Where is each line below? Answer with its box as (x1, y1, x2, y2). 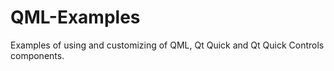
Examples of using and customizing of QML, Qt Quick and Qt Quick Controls (10, 39, 325, 51)
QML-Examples (10, 6, 141, 29)
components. (10, 49, 65, 61)
